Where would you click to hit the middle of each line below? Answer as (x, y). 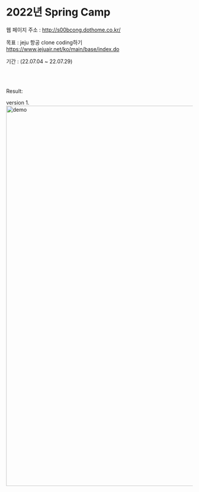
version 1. (18, 102)
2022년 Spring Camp (58, 12)
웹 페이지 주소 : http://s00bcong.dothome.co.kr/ (63, 30)
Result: (15, 91)
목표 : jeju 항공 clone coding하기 (44, 42)
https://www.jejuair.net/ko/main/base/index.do (63, 49)
